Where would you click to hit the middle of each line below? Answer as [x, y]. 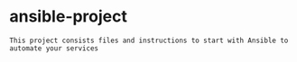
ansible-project [69, 17]
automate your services [54, 48]
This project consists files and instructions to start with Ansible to [149, 40]
